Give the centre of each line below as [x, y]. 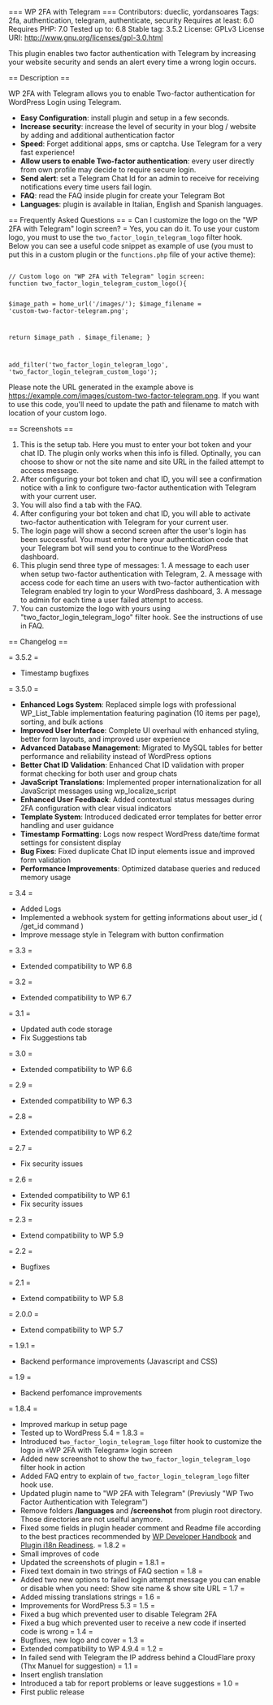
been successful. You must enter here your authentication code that [134, 539]
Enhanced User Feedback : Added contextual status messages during [137, 799]
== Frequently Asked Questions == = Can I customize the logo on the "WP [133, 220]
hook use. [37, 1484]
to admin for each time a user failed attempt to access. [112, 600]
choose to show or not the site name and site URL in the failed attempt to [142, 462]
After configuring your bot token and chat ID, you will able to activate [135, 513]
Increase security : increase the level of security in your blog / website [138, 126]
